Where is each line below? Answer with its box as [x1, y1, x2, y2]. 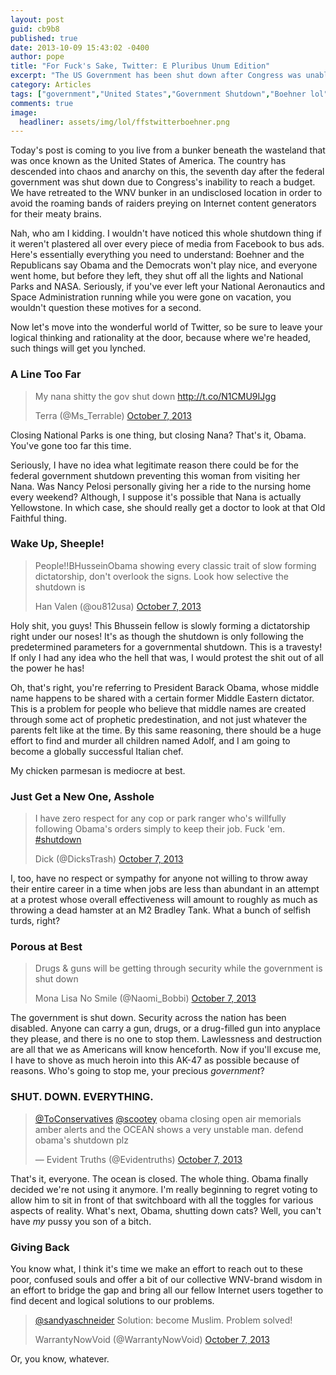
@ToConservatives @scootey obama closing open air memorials [34, 1112, 302, 1125]
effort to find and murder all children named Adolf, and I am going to [10, 734, 291, 746]
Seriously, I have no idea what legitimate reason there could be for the [10, 459, 299, 471]
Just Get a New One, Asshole [10, 789, 155, 803]
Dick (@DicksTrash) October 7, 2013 [34, 853, 184, 865]
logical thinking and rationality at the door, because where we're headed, [10, 332, 312, 344]
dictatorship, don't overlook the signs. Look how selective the [34, 570, 289, 582]
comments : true [10, 98, 74, 108]
